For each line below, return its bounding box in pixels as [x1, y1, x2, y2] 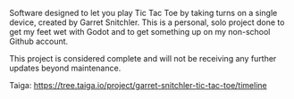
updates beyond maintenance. [9, 62, 122, 73]
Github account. [9, 36, 69, 46]
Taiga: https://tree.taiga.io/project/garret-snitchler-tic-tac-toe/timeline [9, 80, 267, 90]
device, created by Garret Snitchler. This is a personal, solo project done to [9, 17, 285, 28]
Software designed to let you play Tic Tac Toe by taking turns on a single [9, 8, 278, 18]
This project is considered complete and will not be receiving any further [9, 54, 277, 63]
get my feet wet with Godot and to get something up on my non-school [9, 27, 271, 37]
